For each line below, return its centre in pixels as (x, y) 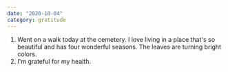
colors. (27, 54)
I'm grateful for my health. (54, 61)
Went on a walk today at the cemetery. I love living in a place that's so (116, 39)
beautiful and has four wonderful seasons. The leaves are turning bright (119, 47)
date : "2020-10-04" (35, 13)
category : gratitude (37, 20)
